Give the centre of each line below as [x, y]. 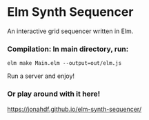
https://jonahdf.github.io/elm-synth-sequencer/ [74, 109]
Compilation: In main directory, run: [68, 49]
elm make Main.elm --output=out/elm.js [64, 63]
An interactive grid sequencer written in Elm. [70, 31]
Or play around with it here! [54, 94]
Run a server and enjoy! [41, 76]
